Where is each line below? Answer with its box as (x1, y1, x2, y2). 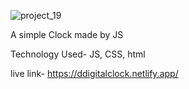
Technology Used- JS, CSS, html (10, 48, 146, 60)
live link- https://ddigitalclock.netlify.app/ (10, 68, 179, 79)
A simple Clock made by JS (10, 29, 124, 40)
